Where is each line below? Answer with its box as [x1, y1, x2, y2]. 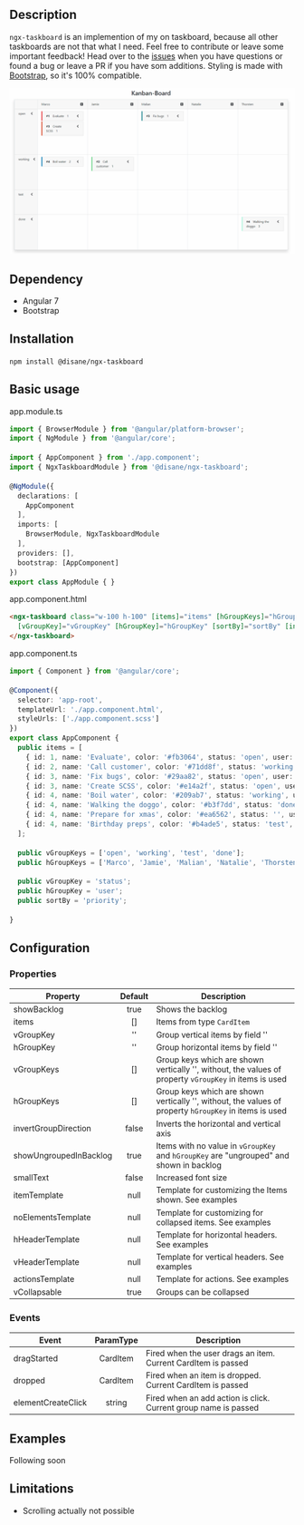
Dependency [9, 271, 83, 287]
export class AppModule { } [9, 578, 116, 587]
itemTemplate [13, 1190, 64, 1200]
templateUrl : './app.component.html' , [17, 704, 165, 714]
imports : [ [17, 520, 59, 529]
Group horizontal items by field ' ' [156, 1042, 278, 1053]
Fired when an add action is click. [146, 1392, 271, 1404]
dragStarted [13, 1353, 59, 1364]
